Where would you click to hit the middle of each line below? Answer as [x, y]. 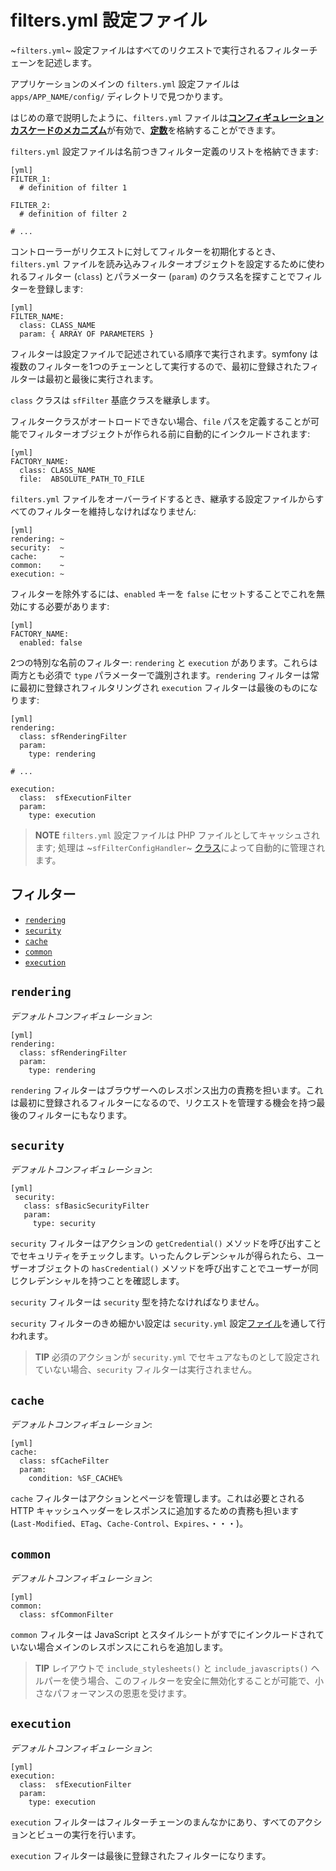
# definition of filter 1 [73, 187]
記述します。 [70, 62]
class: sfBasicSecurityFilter [86, 1206]
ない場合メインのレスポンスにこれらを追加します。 [123, 1647]
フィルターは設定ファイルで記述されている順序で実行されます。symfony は [164, 353]
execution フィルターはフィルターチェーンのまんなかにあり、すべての [153, 1822]
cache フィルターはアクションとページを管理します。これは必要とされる [158, 1498]
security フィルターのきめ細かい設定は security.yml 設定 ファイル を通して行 [168, 1323]
